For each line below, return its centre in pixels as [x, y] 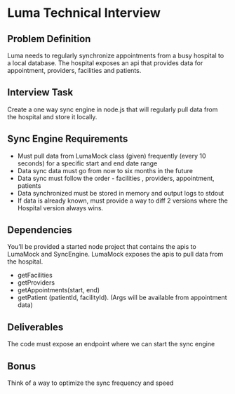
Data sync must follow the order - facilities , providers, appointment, [116, 178]
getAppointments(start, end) [59, 290]
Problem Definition [49, 39]
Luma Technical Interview [84, 13]
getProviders [36, 283]
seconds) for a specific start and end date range [87, 163]
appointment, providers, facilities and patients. [74, 70]
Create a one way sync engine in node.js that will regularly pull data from [113, 109]
